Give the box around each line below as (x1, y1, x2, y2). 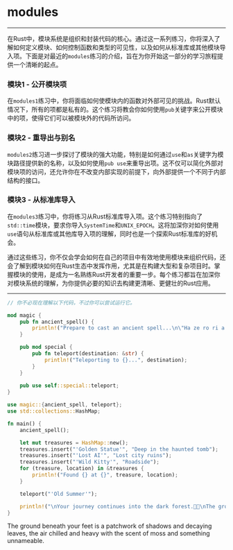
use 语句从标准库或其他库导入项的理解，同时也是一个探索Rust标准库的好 (7, 230, 212, 238)
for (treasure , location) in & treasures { (19, 465, 144, 472)
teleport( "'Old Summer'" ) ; (19, 490, 98, 497)
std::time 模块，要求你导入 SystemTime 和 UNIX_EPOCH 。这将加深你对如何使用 (7, 221, 219, 229)
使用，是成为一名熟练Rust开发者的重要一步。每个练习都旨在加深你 (31, 270, 221, 278)
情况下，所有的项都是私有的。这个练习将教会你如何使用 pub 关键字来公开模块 (7, 105, 223, 114)
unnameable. (7, 537, 45, 545)
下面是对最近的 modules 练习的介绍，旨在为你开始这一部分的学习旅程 (25, 51, 218, 60)
